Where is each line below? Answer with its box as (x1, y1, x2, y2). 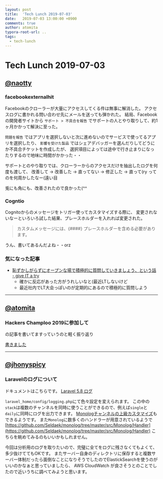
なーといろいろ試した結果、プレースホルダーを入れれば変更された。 (9, 215, 146, 221)
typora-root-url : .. (5, 30, 47, 35)
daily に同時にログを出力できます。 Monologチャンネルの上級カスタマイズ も (5, 410, 158, 416)
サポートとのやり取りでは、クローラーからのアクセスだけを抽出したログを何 (5, 163, 158, 168)
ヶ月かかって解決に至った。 (5, 124, 61, 129)
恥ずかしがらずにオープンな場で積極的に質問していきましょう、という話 (12, 267, 157, 273)
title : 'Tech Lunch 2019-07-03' (5, 12, 73, 17)
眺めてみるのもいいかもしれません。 (17, 434, 90, 440)
